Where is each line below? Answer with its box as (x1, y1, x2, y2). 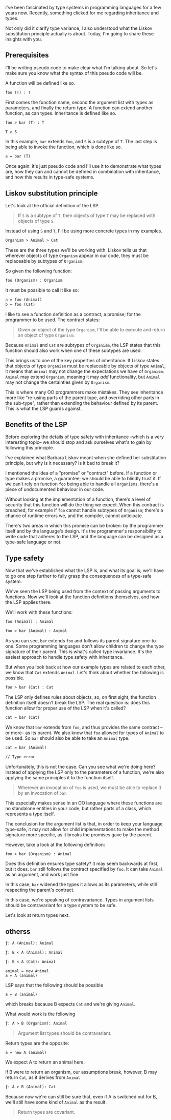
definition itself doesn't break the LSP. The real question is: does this (5, 699, 150, 705)
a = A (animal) (5, 973, 38, 978)
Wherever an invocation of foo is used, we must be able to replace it (17, 784, 162, 791)
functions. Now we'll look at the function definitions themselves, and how (5, 594, 160, 600)
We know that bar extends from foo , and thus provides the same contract (5, 724, 159, 730)
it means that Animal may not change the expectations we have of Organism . (5, 368, 164, 374)
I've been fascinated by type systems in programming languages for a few (5, 5, 162, 10)
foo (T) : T (5, 90, 31, 95)
